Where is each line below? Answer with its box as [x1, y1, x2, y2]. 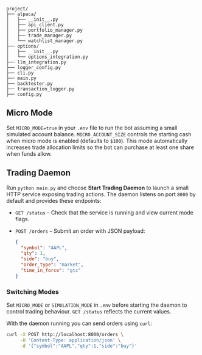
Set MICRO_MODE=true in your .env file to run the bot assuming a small [6, 124, 178, 131]
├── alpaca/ [6, 11, 37, 17]
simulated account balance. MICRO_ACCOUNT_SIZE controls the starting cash [6, 130, 192, 137]
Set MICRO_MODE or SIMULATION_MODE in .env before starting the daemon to [6, 301, 187, 309]
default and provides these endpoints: [6, 197, 102, 204]
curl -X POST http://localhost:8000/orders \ [6, 332, 124, 338]
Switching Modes [6, 287, 60, 296]
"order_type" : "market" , [21, 262, 84, 268]
